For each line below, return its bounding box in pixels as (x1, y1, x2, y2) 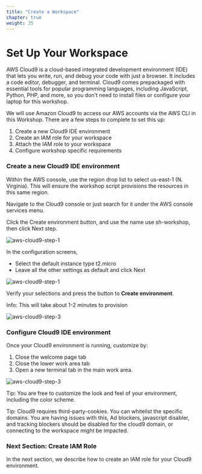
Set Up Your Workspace (6, 46, 128, 60)
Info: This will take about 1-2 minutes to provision (6, 301, 128, 308)
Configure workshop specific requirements (14, 147, 122, 154)
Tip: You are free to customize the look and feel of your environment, (6, 390, 178, 397)
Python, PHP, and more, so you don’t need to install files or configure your (6, 92, 191, 99)
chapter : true (6, 14, 42, 21)
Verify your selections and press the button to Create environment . (6, 289, 174, 297)
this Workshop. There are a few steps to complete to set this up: (6, 116, 166, 124)
